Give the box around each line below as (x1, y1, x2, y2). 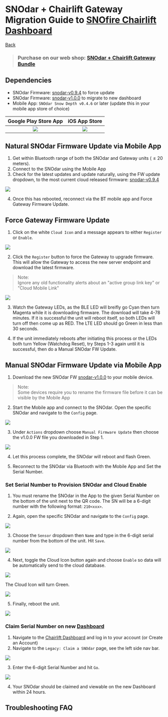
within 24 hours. (12, 689, 47, 695)
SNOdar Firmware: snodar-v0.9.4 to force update (12, 89, 114, 95)
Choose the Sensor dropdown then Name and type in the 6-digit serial (12, 532, 154, 539)
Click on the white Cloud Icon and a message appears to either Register (12, 229, 162, 235)
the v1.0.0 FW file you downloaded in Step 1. (12, 435, 104, 441)
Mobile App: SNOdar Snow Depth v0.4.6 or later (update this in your (12, 100, 150, 106)
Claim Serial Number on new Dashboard (5, 623, 104, 630)
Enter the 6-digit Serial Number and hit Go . (12, 664, 100, 670)
